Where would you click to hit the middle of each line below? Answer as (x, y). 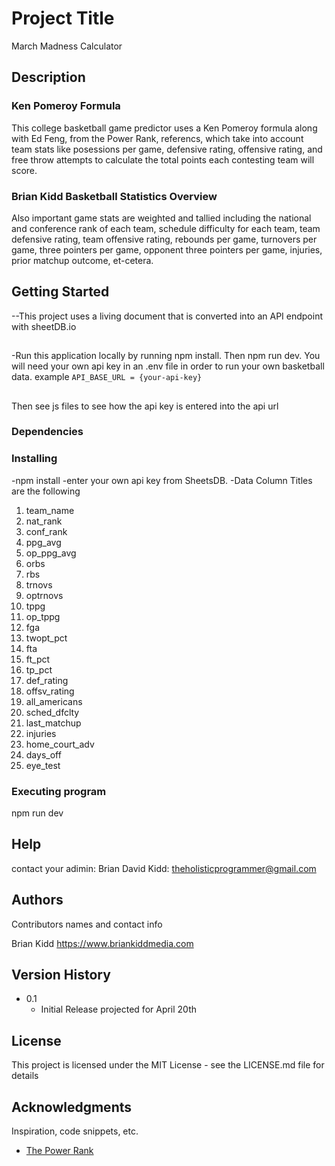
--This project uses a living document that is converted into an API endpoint (167, 316)
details (25, 1076)
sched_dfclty (52, 712)
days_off (43, 754)
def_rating (47, 680)
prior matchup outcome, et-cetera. (82, 260)
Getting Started (60, 292)
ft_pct (38, 659)
